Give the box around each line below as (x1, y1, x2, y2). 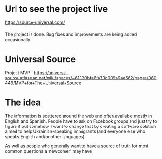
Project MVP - (5, 69, 33, 76)
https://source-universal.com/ (5, 19, 65, 25)
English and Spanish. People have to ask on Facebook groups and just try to (5, 118, 157, 124)
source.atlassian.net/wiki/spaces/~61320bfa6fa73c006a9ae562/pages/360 (5, 75, 157, 80)
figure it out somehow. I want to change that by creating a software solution (5, 123, 156, 129)
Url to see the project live (5, 3, 108, 15)
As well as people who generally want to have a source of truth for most (5, 143, 149, 149)
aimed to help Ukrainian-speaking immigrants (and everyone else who (5, 128, 146, 134)
